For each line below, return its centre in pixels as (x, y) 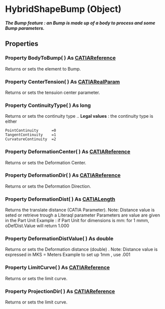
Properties (22, 44)
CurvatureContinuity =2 (31, 139)
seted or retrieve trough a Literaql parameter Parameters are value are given (83, 215)
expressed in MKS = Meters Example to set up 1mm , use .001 (68, 255)
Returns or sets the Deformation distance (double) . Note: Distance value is (82, 249)
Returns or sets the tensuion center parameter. (53, 92)
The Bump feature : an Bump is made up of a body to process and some (80, 23)
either (11, 121)
